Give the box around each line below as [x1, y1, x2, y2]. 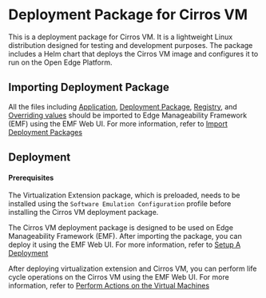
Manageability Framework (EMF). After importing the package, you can [8, 232, 242, 241]
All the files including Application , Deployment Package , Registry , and [8, 101, 237, 111]
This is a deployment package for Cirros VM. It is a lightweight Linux [8, 32, 233, 42]
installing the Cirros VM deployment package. [8, 208, 159, 217]
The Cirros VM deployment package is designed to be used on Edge [8, 223, 234, 232]
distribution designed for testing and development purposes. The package [8, 40, 253, 50]
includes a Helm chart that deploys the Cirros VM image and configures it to [8, 49, 259, 58]
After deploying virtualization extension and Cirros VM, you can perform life [8, 264, 257, 273]
